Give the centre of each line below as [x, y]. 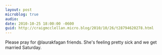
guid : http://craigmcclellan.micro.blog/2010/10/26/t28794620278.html [80, 28]
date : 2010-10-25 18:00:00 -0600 [40, 24]
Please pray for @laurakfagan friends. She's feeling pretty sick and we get [81, 42]
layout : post [19, 10]
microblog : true [22, 14]
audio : [12, 19]
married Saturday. [24, 48]
